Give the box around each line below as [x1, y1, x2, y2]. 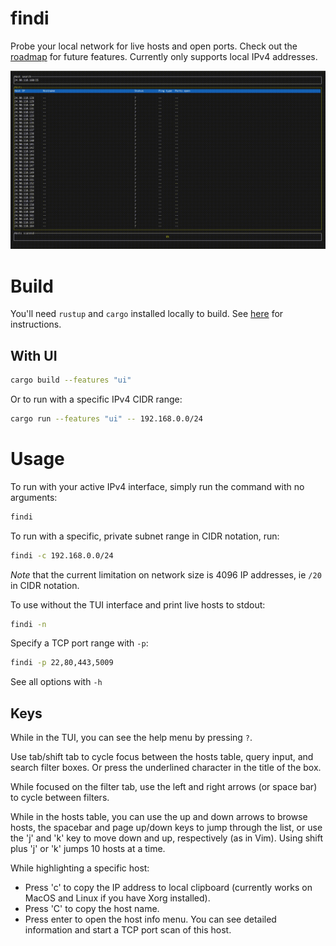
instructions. [10, 318, 62, 331]
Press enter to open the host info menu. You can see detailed [24, 913, 277, 926]
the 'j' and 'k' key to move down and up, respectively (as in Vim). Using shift [10, 832, 324, 844]
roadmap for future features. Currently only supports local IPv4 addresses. [10, 50, 318, 62]
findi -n [10, 619, 47, 629]
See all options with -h [10, 676, 103, 688]
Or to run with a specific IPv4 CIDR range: [10, 393, 183, 406]
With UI [10, 347, 58, 364]
